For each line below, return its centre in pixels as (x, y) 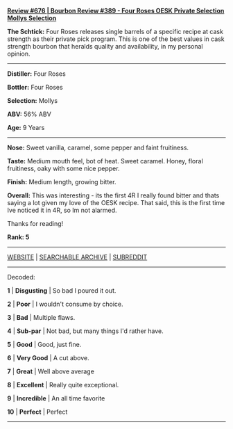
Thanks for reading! (35, 224)
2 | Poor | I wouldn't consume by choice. (65, 304)
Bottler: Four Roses (35, 87)
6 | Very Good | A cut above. (48, 358)
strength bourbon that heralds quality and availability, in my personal (105, 46)
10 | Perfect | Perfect (37, 412)
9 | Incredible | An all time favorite (56, 398)
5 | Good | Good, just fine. (44, 345)
